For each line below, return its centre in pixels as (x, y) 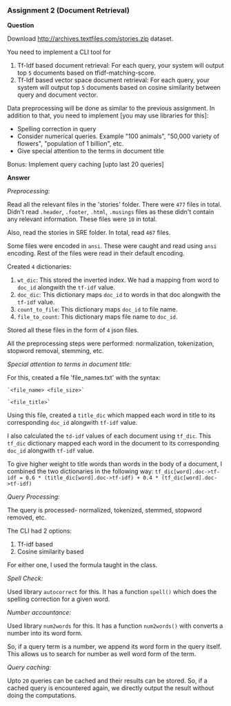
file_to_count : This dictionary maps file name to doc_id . (97, 317)
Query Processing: (33, 497)
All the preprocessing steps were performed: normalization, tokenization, (111, 343)
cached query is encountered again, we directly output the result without (111, 688)
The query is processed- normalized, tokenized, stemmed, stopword (104, 511)
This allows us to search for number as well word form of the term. (102, 654)
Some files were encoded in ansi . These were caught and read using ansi (112, 246)
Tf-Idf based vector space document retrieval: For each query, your (113, 80)
